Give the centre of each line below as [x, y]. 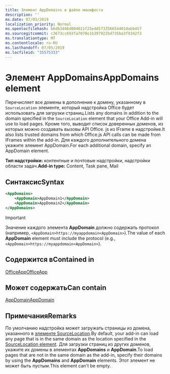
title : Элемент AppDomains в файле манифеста [54, 10]
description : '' [22, 15]
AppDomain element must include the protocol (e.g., [60, 238]
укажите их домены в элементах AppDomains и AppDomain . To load [79, 350]
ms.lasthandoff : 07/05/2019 [35, 48]
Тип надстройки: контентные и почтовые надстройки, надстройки [78, 161]
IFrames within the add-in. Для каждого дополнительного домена [76, 140]
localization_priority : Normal [38, 24]
